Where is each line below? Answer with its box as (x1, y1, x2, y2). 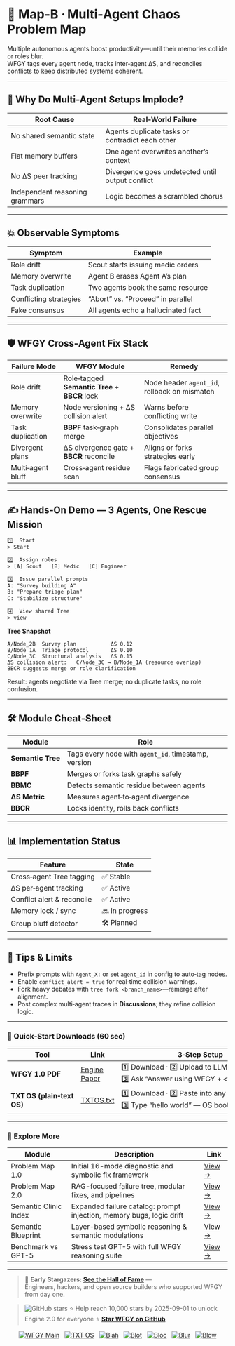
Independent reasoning (10, 187, 87, 196)
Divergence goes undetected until (105, 166, 217, 176)
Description (114, 1149, 155, 1159)
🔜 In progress (101, 905, 148, 915)
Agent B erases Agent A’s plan (87, 271, 187, 281)
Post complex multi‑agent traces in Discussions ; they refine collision (17, 1000, 216, 1008)
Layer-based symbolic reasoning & (71, 1221, 187, 1231)
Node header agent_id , (143, 378, 220, 388)
